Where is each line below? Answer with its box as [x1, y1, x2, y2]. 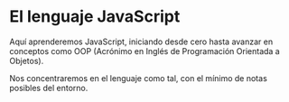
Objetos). [9, 55, 44, 66]
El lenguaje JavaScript [9, 6, 181, 27]
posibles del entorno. [9, 82, 89, 93]
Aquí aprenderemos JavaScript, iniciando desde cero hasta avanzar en [9, 36, 274, 47]
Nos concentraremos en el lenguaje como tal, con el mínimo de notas [9, 72, 268, 83]
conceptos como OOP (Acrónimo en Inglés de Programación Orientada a [9, 45, 280, 56]
